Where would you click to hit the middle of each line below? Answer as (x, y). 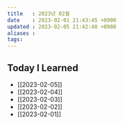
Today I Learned (43, 68)
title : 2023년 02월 (39, 14)
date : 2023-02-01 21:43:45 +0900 (62, 20)
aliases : (22, 33)
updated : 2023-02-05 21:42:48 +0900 (62, 26)
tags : (15, 40)
